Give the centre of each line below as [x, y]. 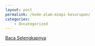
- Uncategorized [31, 24]
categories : [17, 19]
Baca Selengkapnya [26, 38]
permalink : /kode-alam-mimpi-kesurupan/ [48, 14]
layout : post [19, 10]
